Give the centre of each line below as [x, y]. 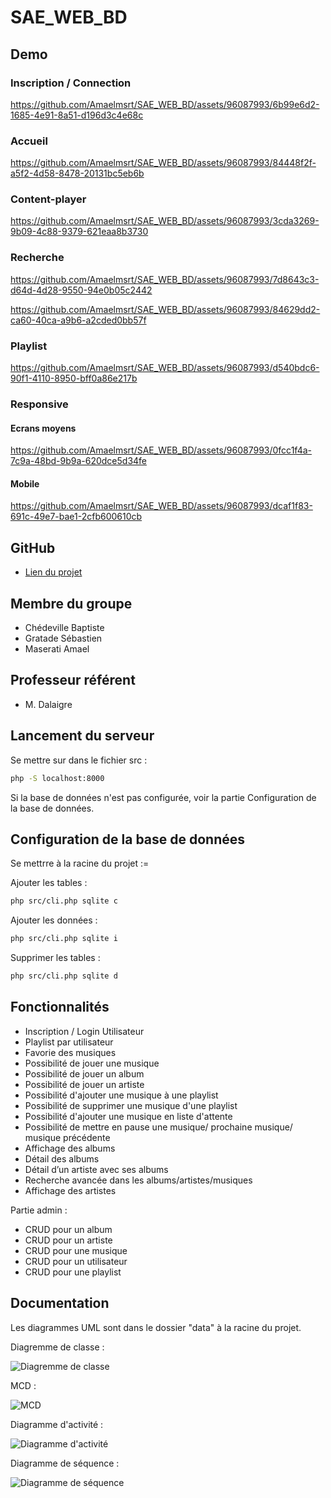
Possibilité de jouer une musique [92, 1063]
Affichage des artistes [70, 1190]
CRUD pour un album [68, 1229]
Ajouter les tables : [49, 883]
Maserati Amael [57, 649]
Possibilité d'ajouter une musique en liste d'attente [128, 1116]
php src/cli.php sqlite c [64, 901]
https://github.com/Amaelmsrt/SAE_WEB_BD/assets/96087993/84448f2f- [163, 163]
